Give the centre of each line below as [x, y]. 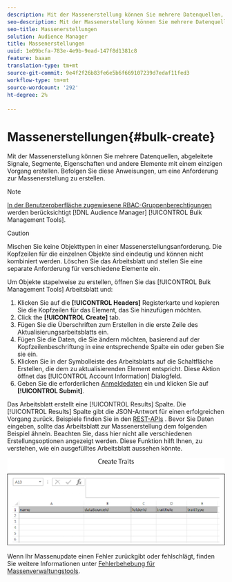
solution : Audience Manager [48, 37]
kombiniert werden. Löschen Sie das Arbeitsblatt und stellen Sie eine [105, 261]
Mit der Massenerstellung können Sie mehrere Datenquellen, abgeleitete [110, 156]
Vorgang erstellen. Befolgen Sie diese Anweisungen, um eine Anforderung [113, 171]
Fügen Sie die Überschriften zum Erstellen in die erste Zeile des [107, 325]
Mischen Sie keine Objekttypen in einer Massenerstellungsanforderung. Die [115, 247]
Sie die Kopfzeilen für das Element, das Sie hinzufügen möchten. [109, 310]
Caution [18, 233]
